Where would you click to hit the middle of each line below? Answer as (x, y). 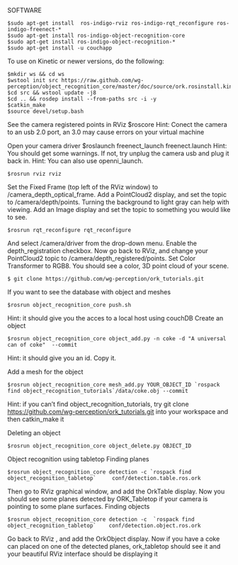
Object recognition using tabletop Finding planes (78, 459)
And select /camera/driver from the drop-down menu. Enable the (102, 243)
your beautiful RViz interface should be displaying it (83, 554)
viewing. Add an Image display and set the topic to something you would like (119, 209)
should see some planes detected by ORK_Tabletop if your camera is (108, 499)
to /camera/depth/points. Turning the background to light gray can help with (118, 202)
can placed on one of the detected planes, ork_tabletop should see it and (114, 546)
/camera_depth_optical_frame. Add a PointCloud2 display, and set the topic (117, 195)
